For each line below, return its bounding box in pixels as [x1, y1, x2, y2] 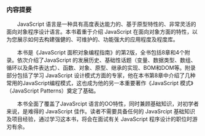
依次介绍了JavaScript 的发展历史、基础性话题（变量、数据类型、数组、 [17, 56, 196, 64]
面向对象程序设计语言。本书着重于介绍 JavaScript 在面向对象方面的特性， [6, 28, 193, 36]
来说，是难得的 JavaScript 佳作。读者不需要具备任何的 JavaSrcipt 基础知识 [6, 108, 195, 115]
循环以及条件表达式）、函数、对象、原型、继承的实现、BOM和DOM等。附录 [6, 64, 196, 72]
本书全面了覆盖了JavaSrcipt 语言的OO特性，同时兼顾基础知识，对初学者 [17, 100, 199, 108]
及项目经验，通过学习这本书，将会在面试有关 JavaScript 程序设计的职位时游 [6, 115, 198, 123]
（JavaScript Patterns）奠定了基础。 [6, 87, 99, 94]
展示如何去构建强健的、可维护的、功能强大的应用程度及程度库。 [17, 36, 179, 43]
